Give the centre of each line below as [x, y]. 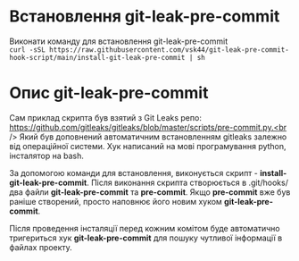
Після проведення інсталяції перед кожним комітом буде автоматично [145, 228]
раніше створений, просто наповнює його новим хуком [116, 201]
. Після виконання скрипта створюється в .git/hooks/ [187, 182]
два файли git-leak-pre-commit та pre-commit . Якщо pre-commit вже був [150, 192]
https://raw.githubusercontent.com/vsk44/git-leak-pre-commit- [169, 50]
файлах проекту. [41, 247]
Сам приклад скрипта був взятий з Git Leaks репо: [106, 117]
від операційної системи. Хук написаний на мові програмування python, [148, 146]
